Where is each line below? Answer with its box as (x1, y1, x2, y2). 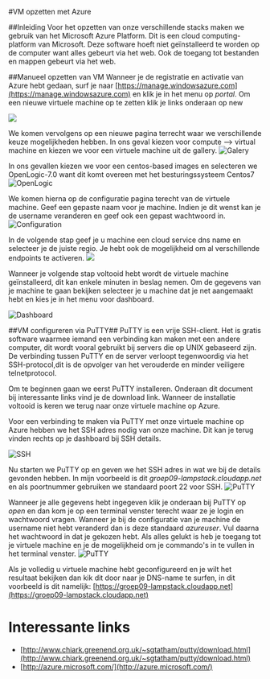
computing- (202, 31, 241, 40)
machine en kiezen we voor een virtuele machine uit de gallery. (8, 146, 218, 155)
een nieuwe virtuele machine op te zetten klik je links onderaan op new (8, 98, 243, 107)
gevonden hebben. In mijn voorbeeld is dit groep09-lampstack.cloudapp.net (8, 474, 262, 483)
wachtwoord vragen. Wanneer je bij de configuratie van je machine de (8, 515, 241, 524)
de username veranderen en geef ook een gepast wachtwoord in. (8, 211, 226, 220)
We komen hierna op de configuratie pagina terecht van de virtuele (8, 194, 231, 204)
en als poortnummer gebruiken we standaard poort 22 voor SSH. (8, 482, 223, 492)
